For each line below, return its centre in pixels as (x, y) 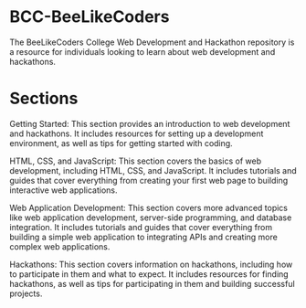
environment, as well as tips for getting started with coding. (121, 143)
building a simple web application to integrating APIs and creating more (144, 237)
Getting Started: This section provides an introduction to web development (150, 123)
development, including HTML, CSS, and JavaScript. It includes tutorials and (153, 170)
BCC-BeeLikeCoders (90, 17)
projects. (26, 293)
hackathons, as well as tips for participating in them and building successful (152, 283)
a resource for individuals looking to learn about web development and (142, 51)
